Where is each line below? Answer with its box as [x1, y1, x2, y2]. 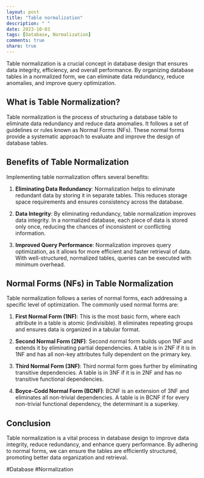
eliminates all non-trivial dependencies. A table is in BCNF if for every [15, 394, 190, 401]
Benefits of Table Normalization [6, 157, 129, 167]
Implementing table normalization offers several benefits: [6, 173, 150, 180]
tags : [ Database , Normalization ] [6, 32, 91, 38]
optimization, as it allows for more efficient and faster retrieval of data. [15, 248, 192, 255]
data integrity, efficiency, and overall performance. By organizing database [6, 66, 194, 73]
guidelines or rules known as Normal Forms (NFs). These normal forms [6, 126, 185, 133]
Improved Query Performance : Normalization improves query [15, 241, 172, 248]
